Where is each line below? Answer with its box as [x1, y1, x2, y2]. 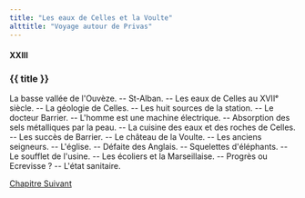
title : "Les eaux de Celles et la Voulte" [9, 13, 173, 23]
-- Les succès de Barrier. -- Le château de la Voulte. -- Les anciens [9, 132, 262, 143]
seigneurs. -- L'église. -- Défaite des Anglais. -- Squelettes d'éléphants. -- [9, 142, 289, 153]
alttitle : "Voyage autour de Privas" [9, 22, 153, 31]
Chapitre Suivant [9, 178, 73, 189]
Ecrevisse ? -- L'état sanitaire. [9, 161, 121, 172]
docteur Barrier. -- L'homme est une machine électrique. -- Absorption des [9, 113, 290, 124]
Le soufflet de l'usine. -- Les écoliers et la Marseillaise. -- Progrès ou [9, 151, 269, 162]
